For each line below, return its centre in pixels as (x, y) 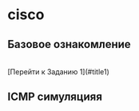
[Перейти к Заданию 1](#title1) (58, 72)
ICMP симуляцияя (55, 97)
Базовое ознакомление (69, 44)
